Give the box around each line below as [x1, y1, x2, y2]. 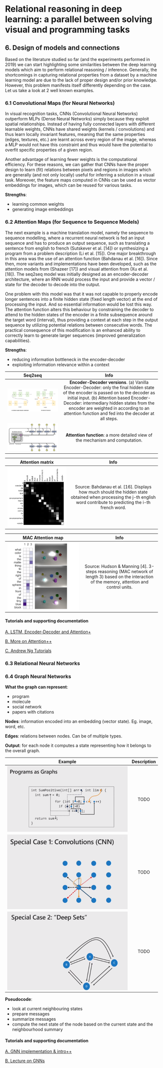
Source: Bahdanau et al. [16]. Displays [75, 484, 152, 490]
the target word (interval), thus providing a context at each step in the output [5, 317, 158, 323]
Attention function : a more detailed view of [65, 432, 153, 438]
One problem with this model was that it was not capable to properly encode [5, 291, 158, 297]
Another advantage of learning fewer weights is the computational [5, 156, 137, 162]
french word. [100, 505, 126, 510]
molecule [12, 699, 31, 705]
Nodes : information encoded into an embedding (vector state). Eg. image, [5, 718, 153, 724]
